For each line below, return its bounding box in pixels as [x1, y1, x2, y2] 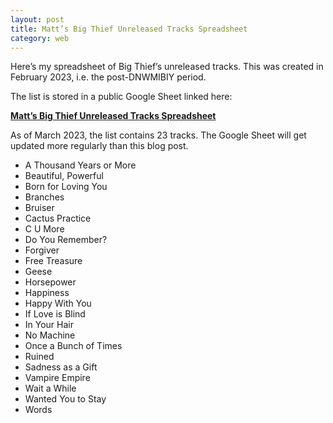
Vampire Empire [24, 372, 91, 384]
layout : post [10, 14, 65, 25]
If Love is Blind [24, 308, 86, 320]
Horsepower [24, 276, 77, 288]
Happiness [24, 287, 70, 299]
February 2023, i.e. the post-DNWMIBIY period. [10, 71, 207, 83]
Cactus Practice [24, 212, 92, 225]
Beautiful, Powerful [24, 170, 104, 182]
